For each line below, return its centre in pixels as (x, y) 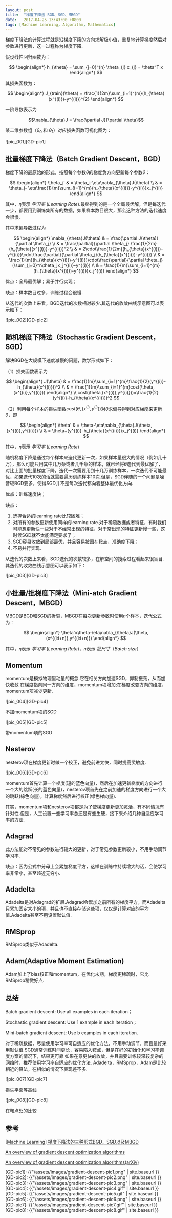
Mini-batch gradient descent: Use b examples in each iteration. (72, 1033)
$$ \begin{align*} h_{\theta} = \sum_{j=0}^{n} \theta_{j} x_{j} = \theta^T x (86, 67)
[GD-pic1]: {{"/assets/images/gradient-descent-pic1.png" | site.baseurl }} (82, 1172)
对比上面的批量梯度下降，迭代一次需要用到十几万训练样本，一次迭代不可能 (84, 471)
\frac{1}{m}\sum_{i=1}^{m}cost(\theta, (114, 387)
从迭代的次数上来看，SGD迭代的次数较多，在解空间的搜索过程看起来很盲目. (85, 559)
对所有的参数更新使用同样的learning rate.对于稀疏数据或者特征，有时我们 (90, 523)
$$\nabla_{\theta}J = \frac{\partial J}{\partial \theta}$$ (86, 120)
